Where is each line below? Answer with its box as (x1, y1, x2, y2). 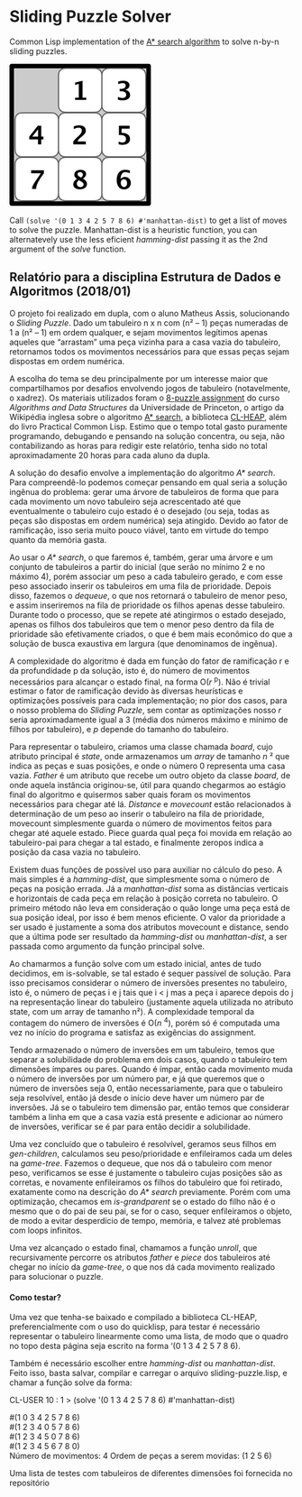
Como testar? (9, 1291, 61, 1302)
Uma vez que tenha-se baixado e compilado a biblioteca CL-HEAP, (9, 1312, 258, 1323)
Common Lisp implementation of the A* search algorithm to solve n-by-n (9, 36, 279, 47)
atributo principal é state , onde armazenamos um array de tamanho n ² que (9, 751, 290, 762)
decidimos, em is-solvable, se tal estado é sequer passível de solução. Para (9, 968, 291, 979)
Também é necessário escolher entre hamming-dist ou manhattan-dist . (9, 1358, 276, 1369)
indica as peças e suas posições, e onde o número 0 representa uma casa (9, 760, 286, 772)
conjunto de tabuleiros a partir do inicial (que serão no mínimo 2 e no (9, 561, 266, 572)
